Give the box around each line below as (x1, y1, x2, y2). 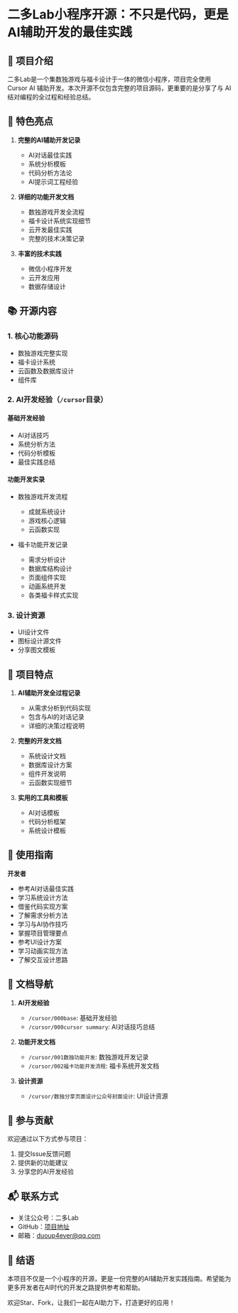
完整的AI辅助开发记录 (17, 136, 81, 144)
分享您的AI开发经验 (17, 1167, 75, 1176)
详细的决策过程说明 (28, 721, 85, 730)
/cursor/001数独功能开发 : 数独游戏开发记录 (28, 1052, 149, 1061)
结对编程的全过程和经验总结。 (7, 93, 94, 101)
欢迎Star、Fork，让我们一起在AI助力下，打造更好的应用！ (7, 1298, 175, 1307)
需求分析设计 (28, 555, 66, 563)
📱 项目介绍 (7, 55, 53, 67)
